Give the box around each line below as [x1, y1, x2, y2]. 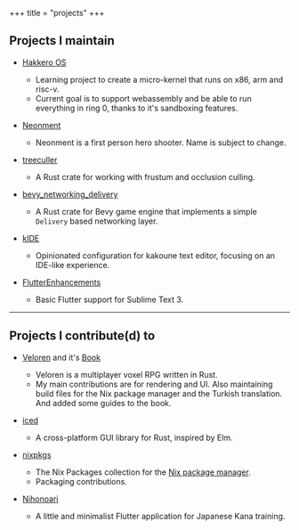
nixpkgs [21, 449, 52, 460]
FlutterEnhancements [21, 276, 101, 288]
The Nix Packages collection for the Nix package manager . [35, 467, 251, 477]
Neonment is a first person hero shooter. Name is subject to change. [35, 137, 287, 148]
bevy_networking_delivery [21, 189, 118, 200]
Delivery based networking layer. [35, 216, 158, 226]
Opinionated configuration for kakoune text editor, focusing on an [35, 249, 276, 261]
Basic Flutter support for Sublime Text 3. [35, 294, 184, 305]
